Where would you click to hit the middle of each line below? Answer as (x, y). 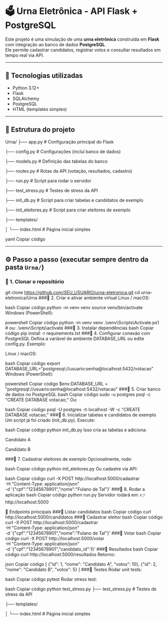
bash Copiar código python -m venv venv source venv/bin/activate (74, 308)
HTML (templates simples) (40, 109)
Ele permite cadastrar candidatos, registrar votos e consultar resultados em (83, 50)
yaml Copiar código (25, 239)
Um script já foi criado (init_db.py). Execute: (50, 420)
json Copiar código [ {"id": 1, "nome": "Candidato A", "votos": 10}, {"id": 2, (81, 564)
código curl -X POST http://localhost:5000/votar (55, 539)
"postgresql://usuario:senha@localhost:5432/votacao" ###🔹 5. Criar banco (83, 389)
